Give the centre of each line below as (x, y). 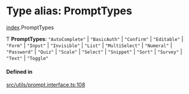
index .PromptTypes (30, 27)
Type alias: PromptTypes (69, 11)
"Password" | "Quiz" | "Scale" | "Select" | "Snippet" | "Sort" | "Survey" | (94, 51)
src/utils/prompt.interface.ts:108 (46, 85)
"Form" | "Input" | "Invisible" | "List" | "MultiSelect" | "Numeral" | (89, 45)
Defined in (19, 71)
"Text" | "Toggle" (28, 58)
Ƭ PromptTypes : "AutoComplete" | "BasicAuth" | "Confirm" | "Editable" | (95, 39)
